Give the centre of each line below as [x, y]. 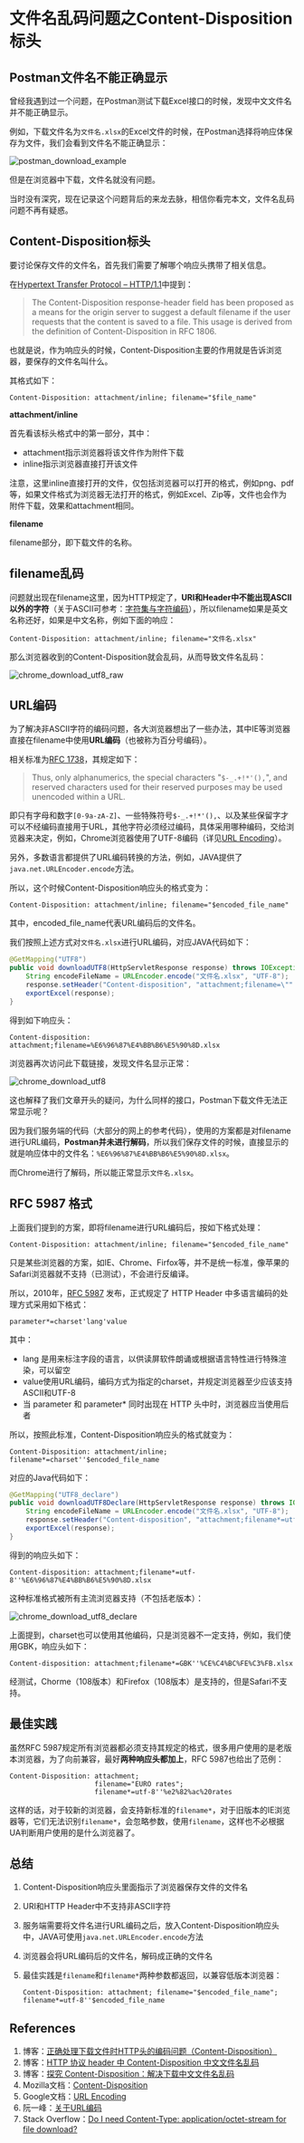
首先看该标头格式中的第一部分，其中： [81, 433]
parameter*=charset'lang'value [68, 1321]
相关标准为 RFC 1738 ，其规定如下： [75, 759]
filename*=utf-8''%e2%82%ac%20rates [163, 1792]
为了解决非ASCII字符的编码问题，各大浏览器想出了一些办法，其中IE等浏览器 [150, 729]
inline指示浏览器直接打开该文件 [80, 464]
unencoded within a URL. [78, 797]
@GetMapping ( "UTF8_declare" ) [64, 1494]
